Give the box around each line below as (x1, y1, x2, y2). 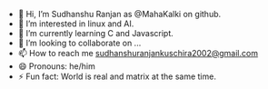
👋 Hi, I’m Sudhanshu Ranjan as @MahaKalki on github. (17, 9, 222, 19)
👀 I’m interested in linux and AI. (17, 18, 134, 29)
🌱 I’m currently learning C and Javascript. (17, 28, 174, 38)
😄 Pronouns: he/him (17, 61, 95, 72)
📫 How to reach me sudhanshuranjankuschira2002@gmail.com (17, 48, 259, 58)
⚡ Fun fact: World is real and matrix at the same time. (17, 71, 216, 82)
